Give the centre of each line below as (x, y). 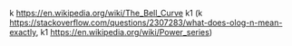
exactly (23, 32)
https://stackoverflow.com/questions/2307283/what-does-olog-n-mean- (146, 23)
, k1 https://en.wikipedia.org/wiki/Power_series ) (124, 32)
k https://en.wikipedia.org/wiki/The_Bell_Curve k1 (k (106, 13)
